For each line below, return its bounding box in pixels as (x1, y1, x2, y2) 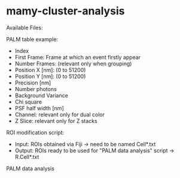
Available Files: (6, 24, 43, 31)
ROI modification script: (6, 129, 65, 136)
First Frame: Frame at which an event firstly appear (14, 53, 141, 61)
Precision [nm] (14, 79, 51, 86)
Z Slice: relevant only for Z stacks (14, 117, 97, 124)
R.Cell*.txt (14, 153, 39, 160)
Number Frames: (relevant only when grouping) (14, 60, 132, 67)
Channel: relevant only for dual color (14, 111, 105, 118)
